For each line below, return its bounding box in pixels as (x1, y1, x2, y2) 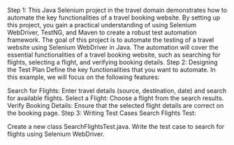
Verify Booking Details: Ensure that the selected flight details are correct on (7, 102, 224, 109)
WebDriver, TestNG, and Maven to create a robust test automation (7, 28, 197, 36)
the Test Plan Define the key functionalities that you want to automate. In (7, 66, 217, 74)
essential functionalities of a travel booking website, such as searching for (7, 50, 221, 59)
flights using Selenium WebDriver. (7, 130, 105, 138)
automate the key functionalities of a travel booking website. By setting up (7, 13, 221, 22)
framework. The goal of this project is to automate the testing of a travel (7, 36, 214, 44)
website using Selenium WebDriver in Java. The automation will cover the (7, 43, 219, 51)
